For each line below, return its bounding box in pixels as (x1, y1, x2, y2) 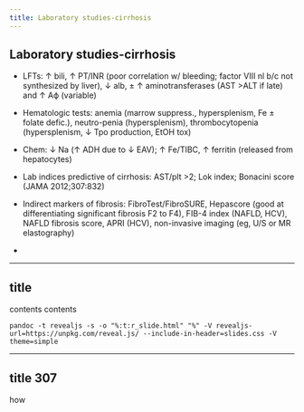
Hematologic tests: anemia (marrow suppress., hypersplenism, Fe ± (22, 108, 275, 119)
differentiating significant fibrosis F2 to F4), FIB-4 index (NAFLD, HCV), (22, 208, 288, 219)
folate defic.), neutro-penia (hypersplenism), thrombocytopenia (22, 117, 259, 128)
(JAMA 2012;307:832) (22, 181, 105, 192)
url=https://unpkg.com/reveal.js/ (9, 330, 140, 339)
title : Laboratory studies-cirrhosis (9, 13, 152, 23)
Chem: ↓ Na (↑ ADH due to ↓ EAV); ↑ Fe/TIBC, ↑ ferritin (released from (22, 144, 294, 155)
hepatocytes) (22, 154, 72, 165)
